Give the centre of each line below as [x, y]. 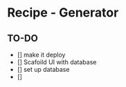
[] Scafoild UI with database [57, 62]
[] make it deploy [41, 55]
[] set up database [43, 69]
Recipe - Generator [63, 13]
